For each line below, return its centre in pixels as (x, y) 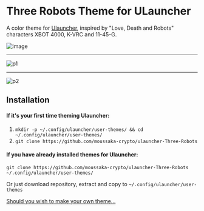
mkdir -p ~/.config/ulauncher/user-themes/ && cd (79, 129)
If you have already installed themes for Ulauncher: (72, 155)
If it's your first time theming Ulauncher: (58, 115)
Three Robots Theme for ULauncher (99, 11)
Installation (28, 100)
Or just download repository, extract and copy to (67, 184)
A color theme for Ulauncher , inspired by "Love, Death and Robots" (90, 28)
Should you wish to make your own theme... (61, 201)
